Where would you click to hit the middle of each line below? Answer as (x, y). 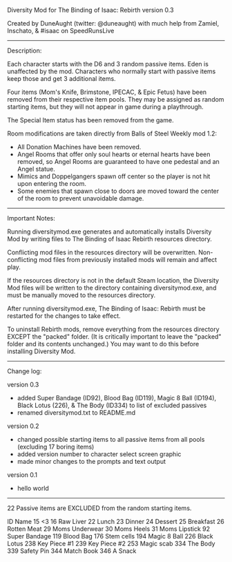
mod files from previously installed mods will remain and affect (128, 260)
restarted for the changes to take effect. (64, 316)
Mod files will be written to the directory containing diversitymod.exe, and (112, 288)
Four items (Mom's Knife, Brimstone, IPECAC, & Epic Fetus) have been (107, 92)
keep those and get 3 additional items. (61, 78)
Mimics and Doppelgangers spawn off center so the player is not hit (114, 176)
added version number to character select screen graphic (99, 454)
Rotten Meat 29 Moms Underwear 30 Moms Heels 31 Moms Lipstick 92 (109, 529)
